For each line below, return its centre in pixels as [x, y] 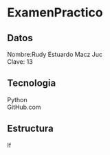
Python [17, 99]
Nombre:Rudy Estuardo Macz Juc [55, 54]
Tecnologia [32, 83]
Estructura [30, 129]
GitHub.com [24, 107]
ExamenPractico [55, 13]
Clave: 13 [20, 62]
